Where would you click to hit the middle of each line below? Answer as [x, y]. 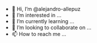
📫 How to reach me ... [39, 34]
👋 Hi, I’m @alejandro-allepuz [46, 9]
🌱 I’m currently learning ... [43, 21]
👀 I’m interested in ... [36, 15]
